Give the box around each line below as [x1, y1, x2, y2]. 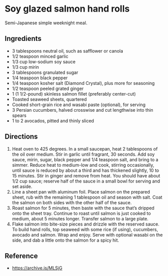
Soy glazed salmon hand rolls [5, 3, 130, 15]
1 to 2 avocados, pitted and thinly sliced [12, 117, 94, 124]
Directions [5, 132, 38, 141]
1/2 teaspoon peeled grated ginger [12, 85, 84, 91]
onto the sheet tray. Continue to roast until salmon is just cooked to [12, 210, 151, 216]
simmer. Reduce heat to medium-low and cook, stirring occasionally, [12, 162, 154, 168]
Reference [5, 251, 38, 260]
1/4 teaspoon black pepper [12, 74, 68, 81]
